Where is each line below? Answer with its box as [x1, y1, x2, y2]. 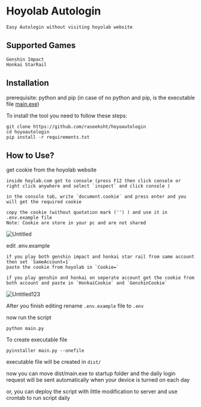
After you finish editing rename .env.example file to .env [6, 302, 144, 310]
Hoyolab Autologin [6, 4, 101, 18]
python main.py [6, 326, 44, 332]
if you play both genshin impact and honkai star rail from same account [6, 254, 195, 260]
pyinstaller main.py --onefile [6, 347, 85, 354]
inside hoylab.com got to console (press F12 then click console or [6, 178, 181, 184]
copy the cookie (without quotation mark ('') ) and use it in [6, 209, 168, 216]
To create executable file [6, 336, 68, 343]
